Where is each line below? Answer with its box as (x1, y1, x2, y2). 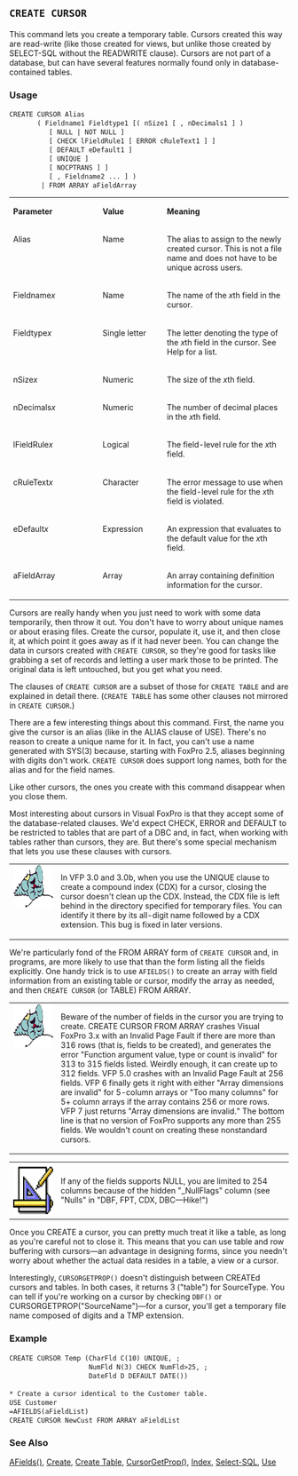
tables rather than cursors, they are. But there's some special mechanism (9, 837, 278, 847)
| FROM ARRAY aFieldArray (41, 181, 137, 190)
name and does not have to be (167, 253, 278, 264)
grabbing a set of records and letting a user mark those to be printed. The (9, 655, 279, 665)
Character (102, 477, 139, 488)
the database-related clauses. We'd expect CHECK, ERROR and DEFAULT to (9, 817, 286, 828)
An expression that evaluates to (167, 523, 282, 534)
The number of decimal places (167, 402, 278, 413)
